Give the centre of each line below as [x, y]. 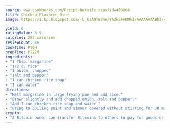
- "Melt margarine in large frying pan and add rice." [64, 94]
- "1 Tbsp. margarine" [29, 61]
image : [12, 19]
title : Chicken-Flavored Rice [37, 15]
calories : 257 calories [30, 38]
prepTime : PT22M [22, 52]
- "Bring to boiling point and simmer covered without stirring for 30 [82, 109]
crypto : [13, 113]
